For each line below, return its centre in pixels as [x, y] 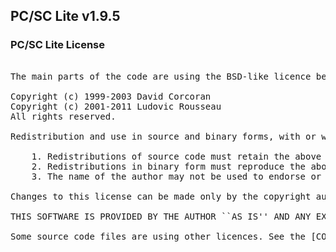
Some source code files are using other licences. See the [158, 236]
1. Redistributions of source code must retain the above [176, 156]
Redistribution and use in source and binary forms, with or [163, 136]
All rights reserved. [63, 116]
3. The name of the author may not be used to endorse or [176, 176]
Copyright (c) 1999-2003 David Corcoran [111, 96]
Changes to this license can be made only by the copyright [161, 196]
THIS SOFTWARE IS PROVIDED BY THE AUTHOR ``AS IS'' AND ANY [161, 216]
